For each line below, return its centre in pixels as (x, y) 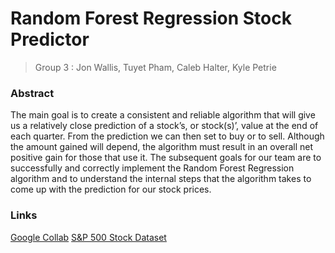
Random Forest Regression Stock (151, 18)
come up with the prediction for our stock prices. (111, 189)
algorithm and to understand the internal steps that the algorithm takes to (161, 179)
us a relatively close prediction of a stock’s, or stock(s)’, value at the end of (164, 126)
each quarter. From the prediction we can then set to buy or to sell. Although (167, 136)
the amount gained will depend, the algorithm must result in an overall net (162, 147)
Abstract (32, 93)
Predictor (50, 39)
